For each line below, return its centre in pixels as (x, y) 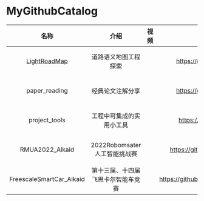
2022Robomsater (116, 145)
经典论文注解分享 (116, 91)
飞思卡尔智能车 (113, 179)
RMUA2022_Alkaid (47, 150)
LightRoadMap (47, 61)
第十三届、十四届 (116, 170)
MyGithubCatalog (52, 11)
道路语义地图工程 (116, 57)
